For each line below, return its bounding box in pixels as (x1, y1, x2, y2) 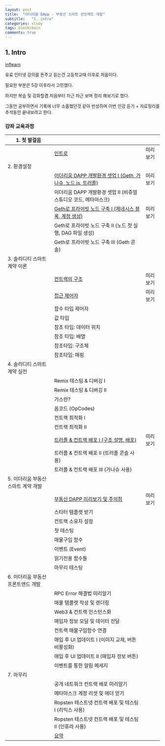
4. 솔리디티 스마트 (7, 361, 47, 368)
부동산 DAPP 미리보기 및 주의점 (54, 496, 123, 503)
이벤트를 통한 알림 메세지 (54, 662, 108, 669)
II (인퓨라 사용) (54, 723, 86, 730)
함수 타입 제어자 (54, 305, 89, 312)
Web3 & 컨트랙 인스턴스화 (54, 608, 111, 615)
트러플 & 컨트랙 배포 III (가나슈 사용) (54, 466, 132, 473)
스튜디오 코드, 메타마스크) (54, 196, 110, 203)
